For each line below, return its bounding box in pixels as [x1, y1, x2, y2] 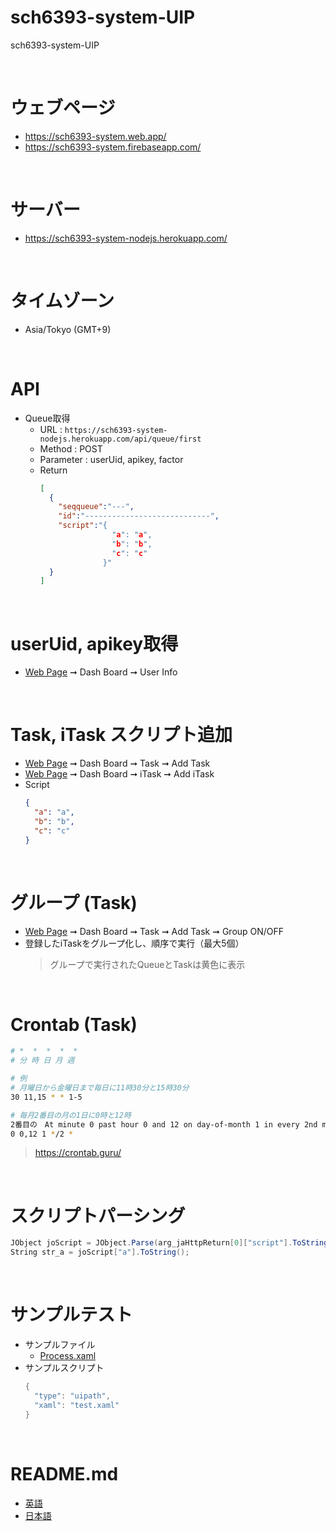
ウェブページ [10, 97, 116, 120]
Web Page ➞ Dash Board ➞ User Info [24, 666, 178, 678]
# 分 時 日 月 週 [10, 1056, 75, 1066]
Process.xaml [39, 1350, 97, 1362]
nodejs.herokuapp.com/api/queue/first [39, 434, 202, 444]
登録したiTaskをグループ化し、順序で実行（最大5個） [24, 937, 245, 949]
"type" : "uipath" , [34, 1391, 111, 1401]
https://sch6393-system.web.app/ [24, 130, 167, 142]
